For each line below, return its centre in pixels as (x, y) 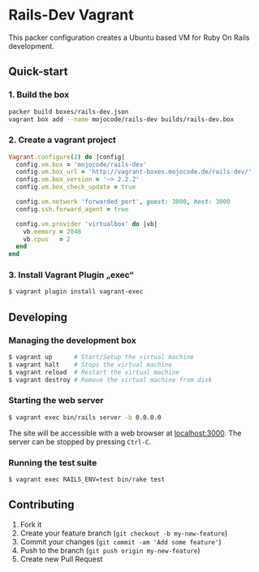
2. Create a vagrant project (62, 140)
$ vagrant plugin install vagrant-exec (76, 292)
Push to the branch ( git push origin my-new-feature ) (110, 550)
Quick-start (38, 72)
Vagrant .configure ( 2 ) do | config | (67, 157)
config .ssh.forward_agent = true (72, 209)
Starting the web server (56, 401)
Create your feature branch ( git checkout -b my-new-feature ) (124, 533)
